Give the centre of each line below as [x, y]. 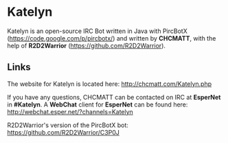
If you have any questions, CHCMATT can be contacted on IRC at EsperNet [114, 97]
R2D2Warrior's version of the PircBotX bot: [68, 125]
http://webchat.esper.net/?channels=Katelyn [70, 111]
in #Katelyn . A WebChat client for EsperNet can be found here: [98, 104]
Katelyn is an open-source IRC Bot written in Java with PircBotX [97, 31]
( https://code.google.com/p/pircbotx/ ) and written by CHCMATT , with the [112, 38]
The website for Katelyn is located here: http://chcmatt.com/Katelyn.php [110, 84]
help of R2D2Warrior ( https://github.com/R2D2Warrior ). [87, 45]
